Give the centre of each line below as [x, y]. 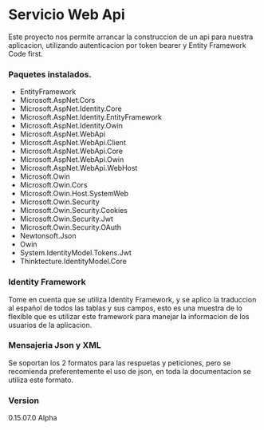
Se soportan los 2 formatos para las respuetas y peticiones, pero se [120, 363]
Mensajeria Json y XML [55, 345]
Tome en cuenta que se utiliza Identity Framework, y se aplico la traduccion [132, 299]
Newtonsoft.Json [48, 236]
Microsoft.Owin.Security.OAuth [71, 227]
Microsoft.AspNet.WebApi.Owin [72, 160]
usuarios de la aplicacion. [50, 325]
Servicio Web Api [67, 15]
